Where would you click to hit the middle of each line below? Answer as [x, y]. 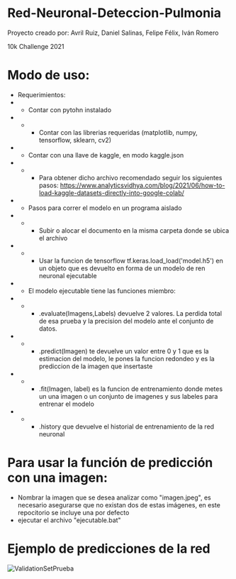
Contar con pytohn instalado [70, 110]
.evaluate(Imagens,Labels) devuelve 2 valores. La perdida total [130, 313]
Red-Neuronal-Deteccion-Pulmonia [114, 13]
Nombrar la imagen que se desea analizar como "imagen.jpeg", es [114, 497]
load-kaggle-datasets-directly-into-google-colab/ [111, 192]
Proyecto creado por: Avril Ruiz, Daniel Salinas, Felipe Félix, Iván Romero [113, 33]
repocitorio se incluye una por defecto [73, 512]
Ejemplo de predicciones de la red [109, 548]
